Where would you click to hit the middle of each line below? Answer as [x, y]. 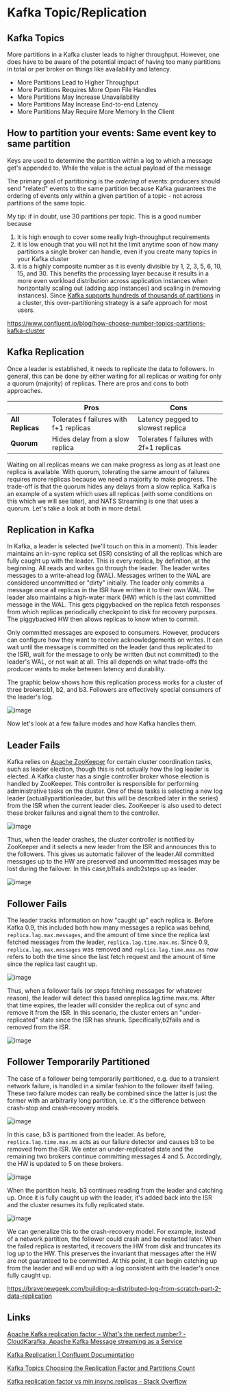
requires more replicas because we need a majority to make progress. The [112, 479]
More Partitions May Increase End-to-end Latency [88, 104]
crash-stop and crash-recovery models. [63, 1108]
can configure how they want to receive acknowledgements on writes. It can [115, 640]
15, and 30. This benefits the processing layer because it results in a [113, 273]
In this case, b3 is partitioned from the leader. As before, [87, 1134]
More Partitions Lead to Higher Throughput [78, 82]
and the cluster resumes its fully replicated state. [76, 1204]
